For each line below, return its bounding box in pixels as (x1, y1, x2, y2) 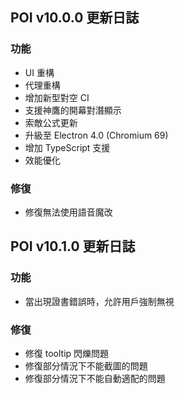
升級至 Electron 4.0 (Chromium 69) (24, 129, 169, 141)
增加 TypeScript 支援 (24, 141, 111, 153)
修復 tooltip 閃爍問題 (24, 347, 110, 359)
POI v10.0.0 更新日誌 (10, 9, 140, 27)
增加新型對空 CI (24, 91, 90, 103)
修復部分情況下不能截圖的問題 (24, 359, 148, 372)
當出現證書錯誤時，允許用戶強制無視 (24, 295, 175, 307)
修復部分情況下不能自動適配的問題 (24, 372, 166, 384)
